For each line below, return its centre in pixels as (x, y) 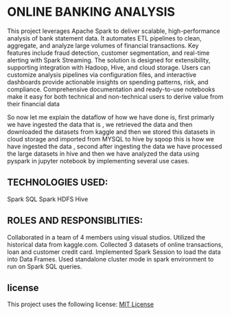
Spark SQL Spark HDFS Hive (48, 199)
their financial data (34, 104)
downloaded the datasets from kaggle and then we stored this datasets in (111, 132)
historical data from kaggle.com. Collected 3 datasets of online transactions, (115, 244)
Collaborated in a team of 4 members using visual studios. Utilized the (106, 237)
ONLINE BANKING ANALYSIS (91, 12)
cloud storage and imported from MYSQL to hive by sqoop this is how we (111, 139)
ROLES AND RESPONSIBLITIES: (75, 221)
